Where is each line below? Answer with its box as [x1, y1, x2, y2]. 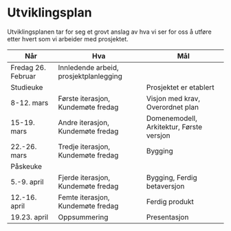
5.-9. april [10, 177, 44, 186]
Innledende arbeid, [58, 63, 119, 72]
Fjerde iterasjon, [58, 173, 111, 182]
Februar [10, 71, 36, 80]
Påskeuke [10, 162, 43, 171]
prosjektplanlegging [58, 71, 122, 80]
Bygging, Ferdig [146, 173, 197, 182]
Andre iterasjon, [58, 118, 110, 127]
